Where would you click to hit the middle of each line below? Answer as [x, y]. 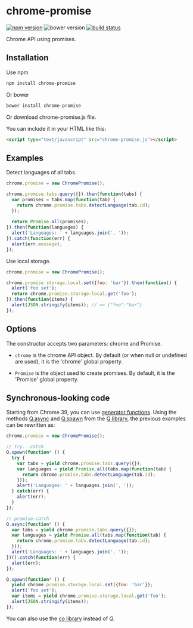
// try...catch [25, 447]
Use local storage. [29, 261]
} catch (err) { [30, 491]
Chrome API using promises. [41, 39]
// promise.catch [28, 518]
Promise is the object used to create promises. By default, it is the [95, 373]
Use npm [17, 72]
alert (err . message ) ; [37, 244]
